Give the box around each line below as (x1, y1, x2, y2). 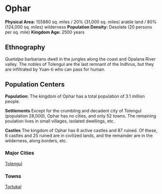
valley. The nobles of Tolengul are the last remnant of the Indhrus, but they (5, 61, 154, 67)
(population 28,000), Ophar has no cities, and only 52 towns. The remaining (5, 113, 157, 119)
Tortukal (5, 184, 22, 190)
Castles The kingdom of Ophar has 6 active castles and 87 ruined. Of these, (5, 127, 158, 133)
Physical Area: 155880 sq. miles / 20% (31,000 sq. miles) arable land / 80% (5, 19, 157, 25)
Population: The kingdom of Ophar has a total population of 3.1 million (5, 93, 145, 99)
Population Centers (5, 80, 65, 89)
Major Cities (5, 149, 34, 156)
